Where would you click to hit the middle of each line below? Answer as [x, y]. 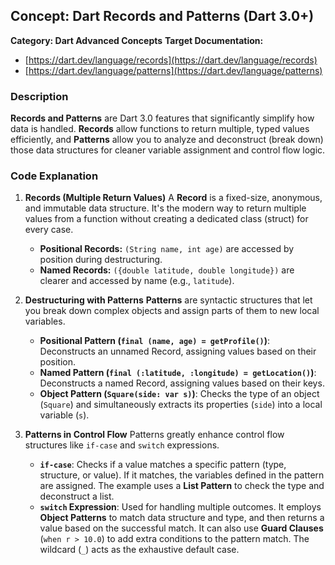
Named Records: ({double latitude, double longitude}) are [167, 270]
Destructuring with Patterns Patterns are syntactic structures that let [168, 300]
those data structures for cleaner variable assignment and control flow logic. [168, 150]
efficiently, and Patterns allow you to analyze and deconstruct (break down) [167, 140]
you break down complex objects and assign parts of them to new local [172, 311]
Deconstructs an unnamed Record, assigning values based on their [178, 351]
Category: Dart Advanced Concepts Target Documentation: [137, 40]
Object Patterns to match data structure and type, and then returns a [182, 518]
